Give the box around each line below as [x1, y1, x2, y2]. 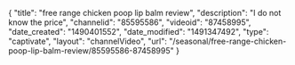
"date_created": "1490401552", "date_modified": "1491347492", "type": [8, 27, 269, 37]
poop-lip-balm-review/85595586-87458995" [8, 45, 174, 56]
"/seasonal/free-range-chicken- [169, 36, 287, 46]
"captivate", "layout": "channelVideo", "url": [8, 36, 168, 46]
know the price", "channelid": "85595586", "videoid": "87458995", [8, 17, 251, 28]
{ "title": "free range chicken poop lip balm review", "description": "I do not [8, 8, 282, 18]
